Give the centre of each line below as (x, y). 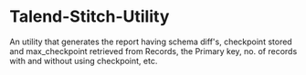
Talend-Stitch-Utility (90, 17)
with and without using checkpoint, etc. (84, 61)
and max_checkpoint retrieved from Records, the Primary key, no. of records (153, 51)
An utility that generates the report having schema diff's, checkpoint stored (151, 42)
